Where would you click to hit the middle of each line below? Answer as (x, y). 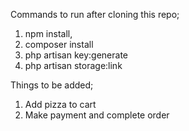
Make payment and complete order (97, 115)
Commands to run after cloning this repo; (95, 14)
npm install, (48, 33)
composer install (59, 44)
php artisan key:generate (76, 55)
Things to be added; (52, 85)
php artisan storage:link (73, 65)
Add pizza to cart (60, 104)
